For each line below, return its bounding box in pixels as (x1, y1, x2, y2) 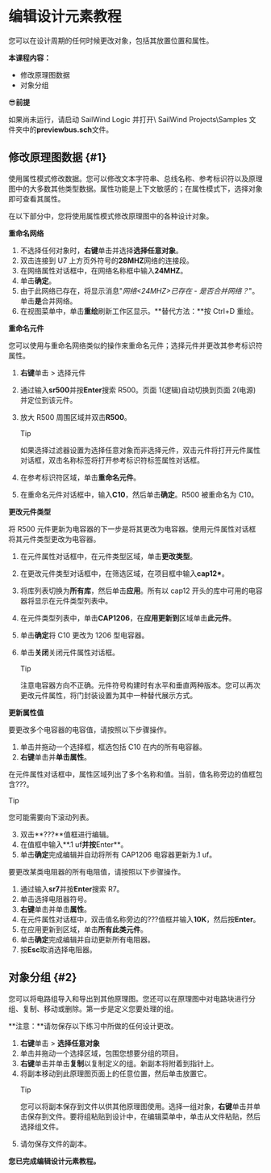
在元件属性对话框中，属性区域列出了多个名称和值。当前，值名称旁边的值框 (8, 769, 256, 779)
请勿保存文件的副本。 (19, 1138, 91, 1149)
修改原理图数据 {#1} (8, 150, 107, 164)
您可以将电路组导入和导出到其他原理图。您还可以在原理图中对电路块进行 (8, 993, 248, 1003)
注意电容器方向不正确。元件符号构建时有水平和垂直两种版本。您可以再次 (19, 680, 261, 690)
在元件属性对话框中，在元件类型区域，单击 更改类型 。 (19, 551, 198, 561)
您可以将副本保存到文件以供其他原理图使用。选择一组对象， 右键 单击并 (19, 1101, 254, 1111)
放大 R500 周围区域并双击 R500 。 (19, 412, 131, 421)
